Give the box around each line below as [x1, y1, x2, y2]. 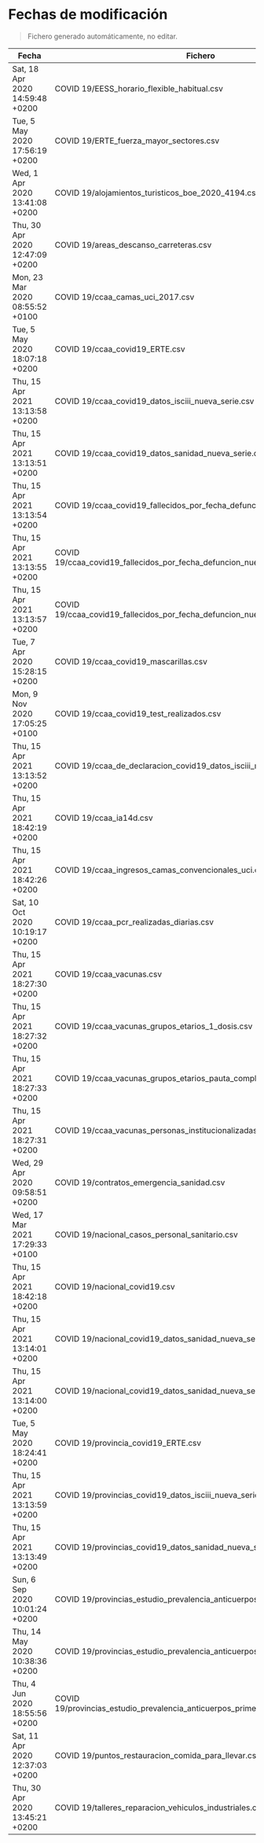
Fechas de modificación [8, 6, 168, 24]
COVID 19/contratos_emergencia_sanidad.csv [54, 1177, 225, 1188]
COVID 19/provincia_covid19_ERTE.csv [54, 1437, 202, 1448]
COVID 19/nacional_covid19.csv [54, 1281, 175, 1292]
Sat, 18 [12, 63, 39, 74]
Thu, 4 [12, 1678, 37, 1689]
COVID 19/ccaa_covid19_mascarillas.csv [54, 656, 208, 667]
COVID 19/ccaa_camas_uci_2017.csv [54, 291, 195, 302]
